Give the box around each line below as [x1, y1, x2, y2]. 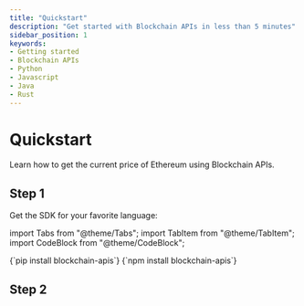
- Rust [9, 90, 35, 99]
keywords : [9, 38, 47, 48]
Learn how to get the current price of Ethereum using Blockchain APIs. [9, 159, 276, 170]
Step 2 [9, 281, 47, 297]
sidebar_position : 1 [9, 30, 89, 39]
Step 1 [9, 185, 46, 201]
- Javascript [9, 73, 59, 82]
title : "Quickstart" [9, 13, 89, 23]
